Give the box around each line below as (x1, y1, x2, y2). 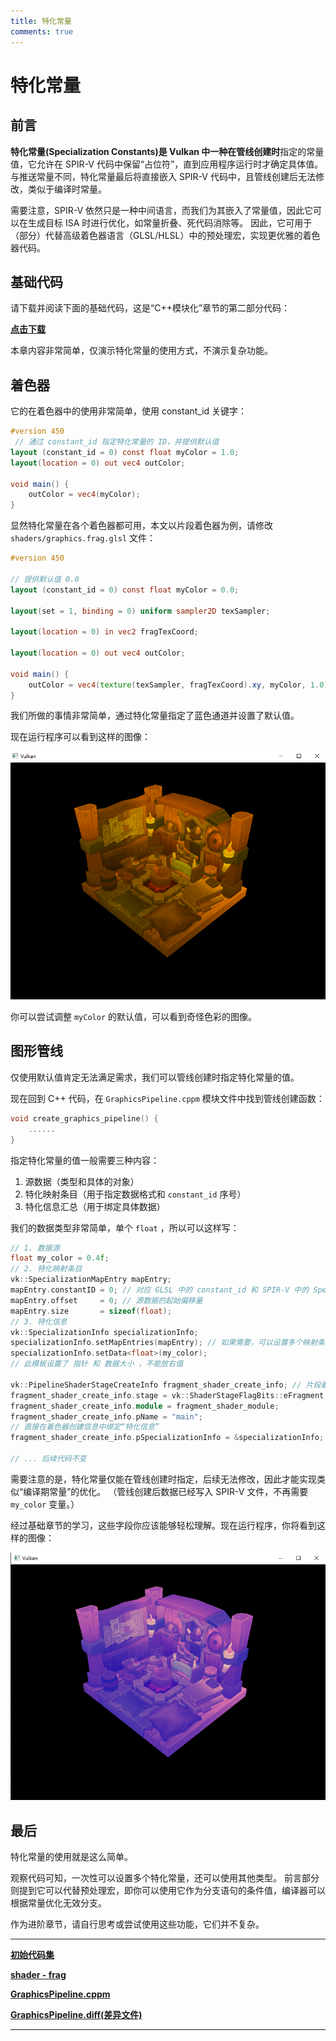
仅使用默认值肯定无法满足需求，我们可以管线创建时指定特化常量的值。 (10, 1071, 300, 1083)
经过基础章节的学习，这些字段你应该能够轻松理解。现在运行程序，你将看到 (10, 1519, 317, 1531)
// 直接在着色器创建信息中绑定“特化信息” (10, 1422, 160, 1432)
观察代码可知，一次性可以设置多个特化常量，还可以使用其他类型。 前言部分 (10, 1872, 320, 1884)
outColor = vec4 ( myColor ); (28, 490, 141, 500)
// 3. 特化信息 (10, 1316, 68, 1327)
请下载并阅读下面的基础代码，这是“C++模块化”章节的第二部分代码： (10, 302, 291, 314)
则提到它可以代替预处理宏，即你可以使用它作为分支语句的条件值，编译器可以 (10, 1885, 326, 1897)
